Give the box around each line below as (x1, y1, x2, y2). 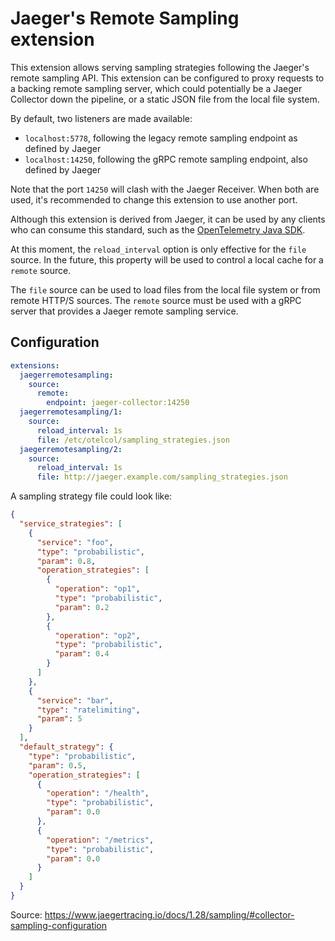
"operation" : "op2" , (54, 630, 141, 641)
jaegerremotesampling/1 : (19, 407, 123, 417)
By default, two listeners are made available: (10, 112, 193, 124)
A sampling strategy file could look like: (10, 490, 173, 502)
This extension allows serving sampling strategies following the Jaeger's (10, 61, 310, 73)
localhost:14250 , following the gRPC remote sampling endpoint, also (24, 153, 308, 165)
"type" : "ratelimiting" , (36, 705, 141, 715)
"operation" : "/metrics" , (46, 835, 155, 845)
